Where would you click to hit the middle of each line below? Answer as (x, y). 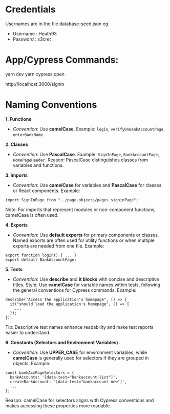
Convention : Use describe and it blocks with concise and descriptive (86, 279)
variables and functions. (38, 165)
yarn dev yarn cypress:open (35, 74)
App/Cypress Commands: (62, 60)
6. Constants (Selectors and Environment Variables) (62, 342)
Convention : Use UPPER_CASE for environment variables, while (80, 352)
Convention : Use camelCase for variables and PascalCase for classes (87, 185)
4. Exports (17, 225)
